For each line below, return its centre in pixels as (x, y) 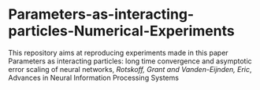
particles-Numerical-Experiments (121, 31)
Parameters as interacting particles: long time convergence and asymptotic (130, 61)
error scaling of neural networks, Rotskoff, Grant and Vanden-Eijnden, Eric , (130, 69)
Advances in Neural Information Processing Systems (94, 77)
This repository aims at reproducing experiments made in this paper (118, 52)
